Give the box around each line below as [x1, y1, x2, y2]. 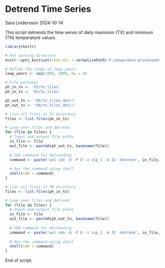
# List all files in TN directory [5, 184, 77, 190]
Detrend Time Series [5, 3, 91, 15]
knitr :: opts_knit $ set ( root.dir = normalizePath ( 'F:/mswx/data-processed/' [5, 58, 163, 63]
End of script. [5, 258, 33, 264]
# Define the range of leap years [5, 67, 77, 72]
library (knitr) [5, 44, 37, 49]
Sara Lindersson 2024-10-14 [5, 20, 63, 26]
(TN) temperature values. [5, 35, 57, 40]
